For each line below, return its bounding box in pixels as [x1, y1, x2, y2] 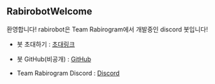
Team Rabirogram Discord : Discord [16, 69, 120, 77]
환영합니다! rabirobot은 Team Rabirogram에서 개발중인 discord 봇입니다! [6, 24, 208, 34]
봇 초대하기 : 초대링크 [16, 40, 75, 48]
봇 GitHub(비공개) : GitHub [16, 55, 92, 63]
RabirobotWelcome [6, 6, 92, 17]
